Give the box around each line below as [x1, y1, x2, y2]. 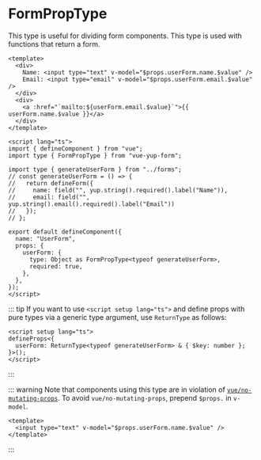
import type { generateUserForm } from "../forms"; [8, 165, 182, 173]
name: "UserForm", [15, 234, 77, 242]
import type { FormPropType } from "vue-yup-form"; [8, 151, 182, 159]
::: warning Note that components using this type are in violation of [8, 385, 225, 394]
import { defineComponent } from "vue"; [8, 144, 144, 153]
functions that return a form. [8, 39, 100, 48]
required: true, [28, 262, 83, 270]
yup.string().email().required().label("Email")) [8, 200, 176, 208]
